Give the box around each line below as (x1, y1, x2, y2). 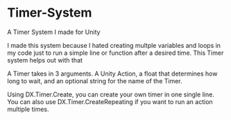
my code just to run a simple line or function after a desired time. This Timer (7, 49, 224, 57)
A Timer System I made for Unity (7, 28, 101, 36)
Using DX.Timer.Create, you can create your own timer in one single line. (7, 90, 215, 98)
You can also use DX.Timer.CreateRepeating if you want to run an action (7, 97, 213, 105)
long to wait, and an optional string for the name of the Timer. (7, 76, 182, 85)
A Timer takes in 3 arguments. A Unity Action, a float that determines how (7, 69, 218, 78)
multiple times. (7, 105, 49, 113)
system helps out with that (7, 55, 83, 64)
